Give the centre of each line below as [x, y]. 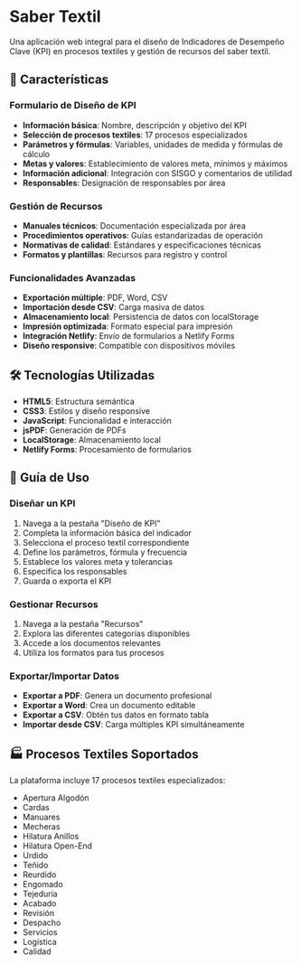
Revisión [38, 913]
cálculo [36, 154]
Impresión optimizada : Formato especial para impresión [127, 326]
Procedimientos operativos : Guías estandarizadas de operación [143, 235]
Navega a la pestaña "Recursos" [83, 624]
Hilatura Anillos [51, 837]
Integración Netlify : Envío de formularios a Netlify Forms [128, 336]
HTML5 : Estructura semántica [79, 402]
